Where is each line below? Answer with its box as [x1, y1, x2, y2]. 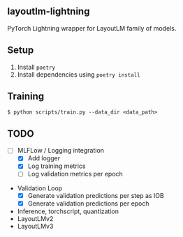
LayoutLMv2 [17, 214, 54, 222]
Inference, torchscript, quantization [17, 207, 119, 215]
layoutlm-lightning [7, 6, 90, 17]
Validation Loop [17, 184, 63, 192]
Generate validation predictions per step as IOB [27, 191, 164, 199]
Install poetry [17, 63, 56, 71]
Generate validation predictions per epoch [27, 199, 149, 208]
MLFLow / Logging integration [17, 146, 105, 155]
